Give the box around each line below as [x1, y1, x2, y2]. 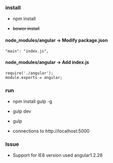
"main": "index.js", [5, 48, 49, 53]
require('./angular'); [5, 70, 53, 75]
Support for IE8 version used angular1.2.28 [12, 152, 103, 158]
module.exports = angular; [5, 75, 63, 80]
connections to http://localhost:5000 [12, 128, 90, 134]
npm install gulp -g [12, 98, 52, 104]
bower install [12, 25, 40, 32]
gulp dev [12, 108, 32, 114]
